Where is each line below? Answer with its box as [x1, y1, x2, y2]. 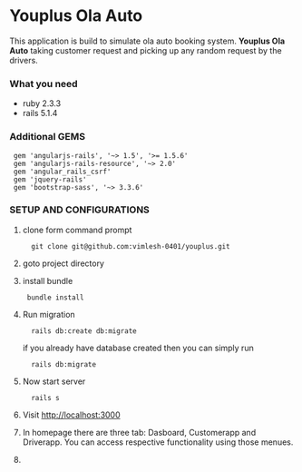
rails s [31, 393, 61, 402]
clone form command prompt [22, 224, 132, 235]
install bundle [22, 275, 73, 286]
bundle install [26, 292, 84, 302]
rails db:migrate [31, 359, 97, 369]
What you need [9, 77, 79, 90]
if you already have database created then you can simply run [22, 342, 254, 353]
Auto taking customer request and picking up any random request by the [9, 44, 283, 55]
